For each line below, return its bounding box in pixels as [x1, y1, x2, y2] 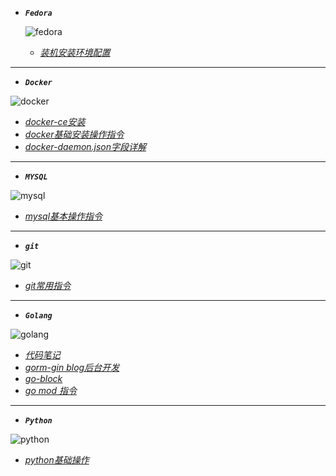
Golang [24, 311, 53, 321]
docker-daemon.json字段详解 [24, 141, 147, 152]
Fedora [24, 8, 53, 18]
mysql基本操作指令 [24, 210, 103, 222]
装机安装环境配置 [39, 47, 111, 58]
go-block [24, 373, 63, 384]
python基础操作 [24, 454, 90, 466]
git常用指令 [24, 280, 72, 291]
